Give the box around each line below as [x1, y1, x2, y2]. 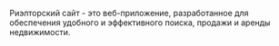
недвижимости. [9, 27, 71, 37]
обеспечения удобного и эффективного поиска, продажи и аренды [9, 17, 271, 28]
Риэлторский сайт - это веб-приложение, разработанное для [9, 8, 249, 18]
